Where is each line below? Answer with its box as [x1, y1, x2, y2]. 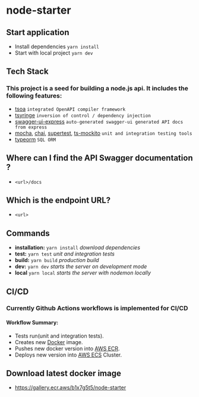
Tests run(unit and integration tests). [14, 332, 104, 339]
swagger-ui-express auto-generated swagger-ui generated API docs [14, 118, 184, 125]
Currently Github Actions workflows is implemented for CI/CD [6, 304, 188, 313]
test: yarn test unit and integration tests [14, 250, 115, 257]
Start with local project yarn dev [14, 49, 93, 56]
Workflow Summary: [6, 319, 59, 326]
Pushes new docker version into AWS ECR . [14, 345, 120, 352]
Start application [6, 27, 70, 37]
